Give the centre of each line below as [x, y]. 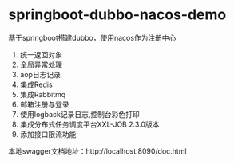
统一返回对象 [41, 54]
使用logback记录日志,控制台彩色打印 [79, 114]
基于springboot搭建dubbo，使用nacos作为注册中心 [92, 37]
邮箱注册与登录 [44, 104]
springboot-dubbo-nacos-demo [117, 15]
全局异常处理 [41, 64]
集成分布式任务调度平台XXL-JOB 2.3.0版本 [89, 124]
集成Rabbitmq [43, 94]
